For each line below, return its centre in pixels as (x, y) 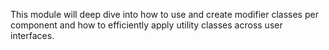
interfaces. (32, 35)
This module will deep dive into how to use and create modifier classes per (164, 14)
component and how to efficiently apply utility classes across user (146, 25)
